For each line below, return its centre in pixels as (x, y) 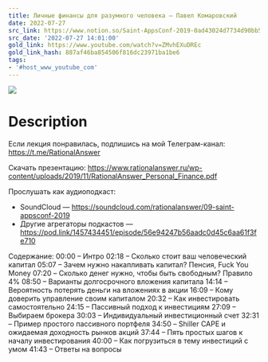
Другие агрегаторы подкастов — (76, 224)
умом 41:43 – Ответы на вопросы (65, 349)
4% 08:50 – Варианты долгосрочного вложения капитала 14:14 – (118, 281)
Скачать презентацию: (47, 167)
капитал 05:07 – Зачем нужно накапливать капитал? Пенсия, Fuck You (128, 264)
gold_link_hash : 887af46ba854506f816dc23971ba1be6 (94, 53)
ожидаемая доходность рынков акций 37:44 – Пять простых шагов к (126, 332)
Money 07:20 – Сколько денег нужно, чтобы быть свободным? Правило (130, 273)
